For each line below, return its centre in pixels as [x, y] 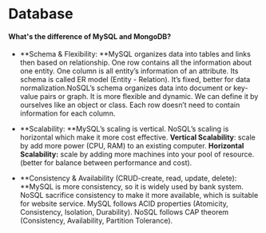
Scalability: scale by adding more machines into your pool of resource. [137, 154]
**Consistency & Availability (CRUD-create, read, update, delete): [128, 178]
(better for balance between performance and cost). [106, 163]
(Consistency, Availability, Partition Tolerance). [96, 221]
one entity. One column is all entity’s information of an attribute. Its [129, 71]
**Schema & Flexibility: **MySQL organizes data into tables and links [135, 54]
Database [41, 14]
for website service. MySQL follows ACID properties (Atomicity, [124, 203]
